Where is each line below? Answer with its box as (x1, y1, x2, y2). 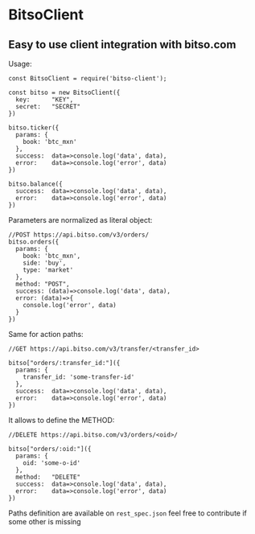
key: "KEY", (15, 96, 74, 104)
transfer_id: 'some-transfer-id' (23, 373, 135, 381)
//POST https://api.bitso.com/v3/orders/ (8, 231, 150, 239)
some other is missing (8, 517, 82, 526)
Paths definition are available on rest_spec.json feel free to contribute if (8, 508, 248, 518)
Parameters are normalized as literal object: (8, 216, 153, 224)
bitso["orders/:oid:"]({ (8, 445, 92, 453)
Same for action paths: (8, 330, 84, 339)
